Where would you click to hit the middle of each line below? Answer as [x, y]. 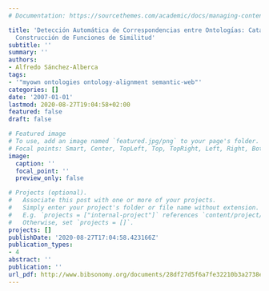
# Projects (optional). [48, 193]
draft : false [30, 120]
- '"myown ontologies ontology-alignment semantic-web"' [105, 82]
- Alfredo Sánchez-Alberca [53, 68]
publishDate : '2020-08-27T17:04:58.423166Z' [84, 237]
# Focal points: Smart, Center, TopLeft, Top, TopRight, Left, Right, [128, 149]
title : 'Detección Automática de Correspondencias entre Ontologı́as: [127, 30]
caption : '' [36, 163]
